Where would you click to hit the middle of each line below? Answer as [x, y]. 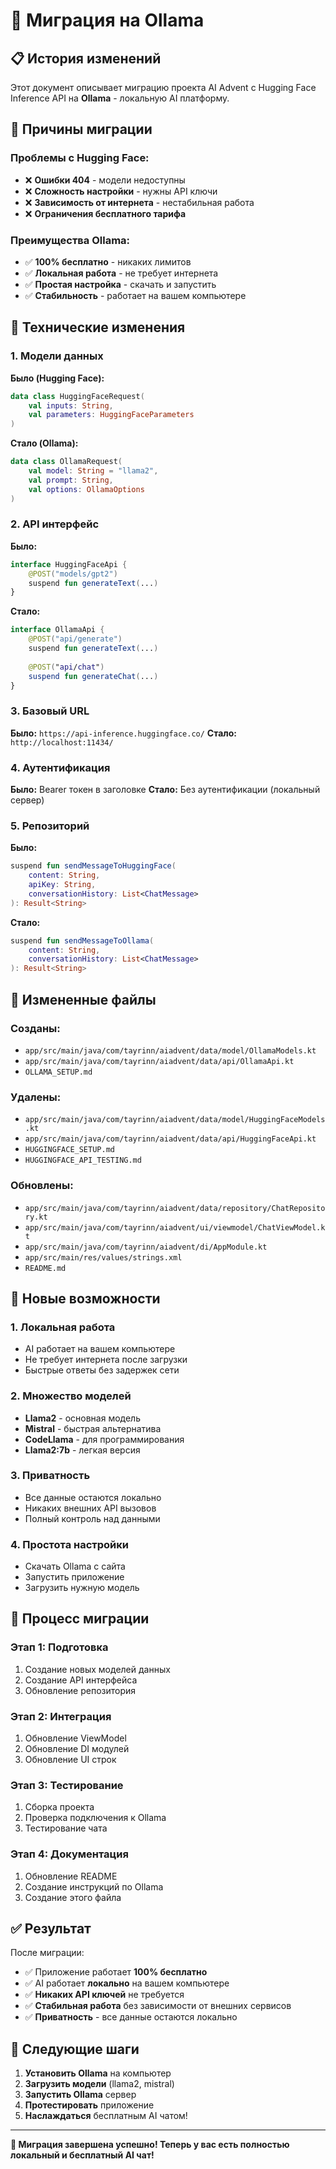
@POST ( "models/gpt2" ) [73, 574]
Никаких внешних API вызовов [90, 1508]
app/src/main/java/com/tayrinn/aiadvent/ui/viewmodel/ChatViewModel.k [175, 1227]
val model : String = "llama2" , [93, 471]
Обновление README [71, 1876]
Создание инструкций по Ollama [94, 1886]
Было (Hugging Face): [57, 378]
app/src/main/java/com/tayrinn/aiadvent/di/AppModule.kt [146, 1247]
